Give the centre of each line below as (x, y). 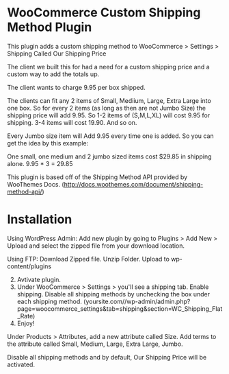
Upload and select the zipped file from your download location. (96, 246)
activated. (21, 364)
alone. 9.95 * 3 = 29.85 (40, 163)
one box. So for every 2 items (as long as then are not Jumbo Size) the (107, 108)
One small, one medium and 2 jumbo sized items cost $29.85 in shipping (109, 156)
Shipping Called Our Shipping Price (57, 54)
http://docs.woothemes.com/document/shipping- (134, 184)
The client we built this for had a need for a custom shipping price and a (108, 67)
